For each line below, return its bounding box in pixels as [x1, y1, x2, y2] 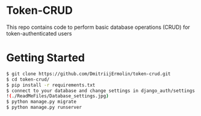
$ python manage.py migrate [6, 99, 77, 105]
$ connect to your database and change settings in [6, 88, 138, 94]
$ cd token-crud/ [6, 76, 50, 82]
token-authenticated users [6, 29, 72, 37]
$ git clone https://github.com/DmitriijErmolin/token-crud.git [6, 70, 171, 77]
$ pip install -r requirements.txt [6, 82, 96, 88]
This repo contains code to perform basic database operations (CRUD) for [6, 23, 191, 31]
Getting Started [6, 51, 85, 65]
